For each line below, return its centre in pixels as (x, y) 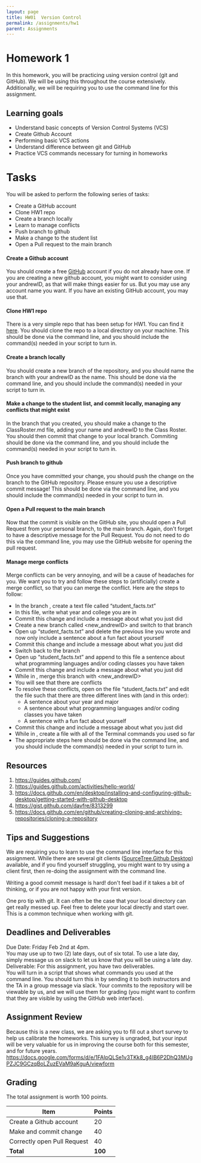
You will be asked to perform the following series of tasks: (78, 194)
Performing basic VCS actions (52, 140)
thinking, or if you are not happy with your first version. (74, 889)
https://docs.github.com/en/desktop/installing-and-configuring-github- (103, 793)
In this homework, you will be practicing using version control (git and (92, 75)
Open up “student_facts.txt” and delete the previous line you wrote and (103, 631)
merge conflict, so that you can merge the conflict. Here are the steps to (95, 588)
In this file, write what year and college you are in (76, 612)
